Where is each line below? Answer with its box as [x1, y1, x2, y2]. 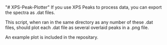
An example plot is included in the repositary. [5, 34, 99, 40]
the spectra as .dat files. [5, 9, 55, 15]
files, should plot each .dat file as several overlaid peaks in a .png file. [5, 24, 149, 30]
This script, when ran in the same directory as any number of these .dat [5, 19, 153, 25]
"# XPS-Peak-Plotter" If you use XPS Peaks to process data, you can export [5, 4, 162, 10]
